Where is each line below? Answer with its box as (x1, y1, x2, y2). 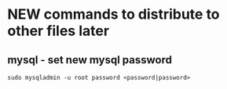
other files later (7, 22, 110, 40)
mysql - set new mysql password (7, 53, 172, 66)
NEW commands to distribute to (7, 5, 221, 23)
